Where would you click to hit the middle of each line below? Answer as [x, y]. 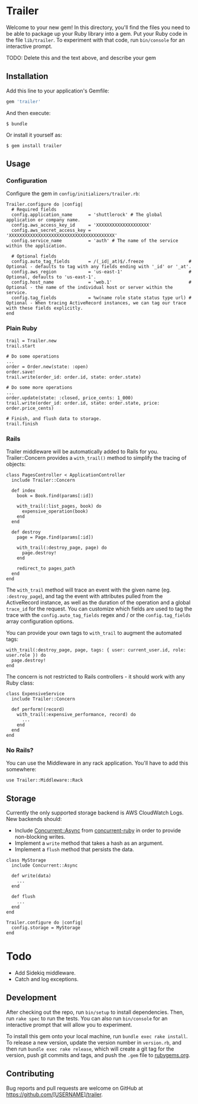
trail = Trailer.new [32, 341]
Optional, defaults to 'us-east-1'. [51, 277]
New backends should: [34, 819]
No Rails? [20, 750]
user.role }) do [26, 655]
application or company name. [43, 220]
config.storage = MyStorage [46, 928]
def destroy [26, 532]
